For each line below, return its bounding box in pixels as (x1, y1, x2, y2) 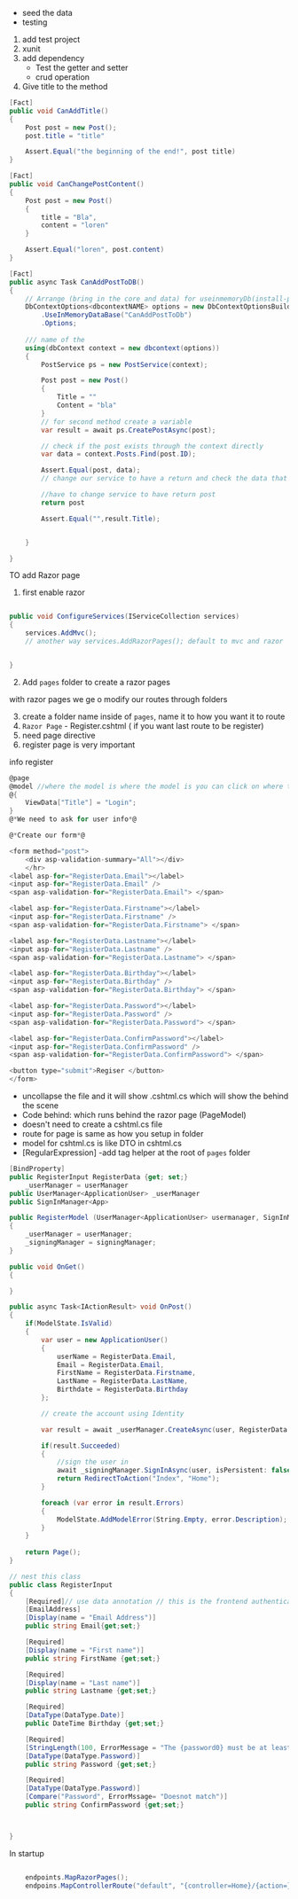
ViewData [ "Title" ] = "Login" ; (25, 798, 137, 808)
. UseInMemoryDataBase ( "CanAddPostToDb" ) (41, 310, 192, 320)
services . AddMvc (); (25, 629, 98, 637)
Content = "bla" (56, 401, 117, 410)
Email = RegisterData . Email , (56, 1360, 165, 1369)
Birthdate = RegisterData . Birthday (56, 1385, 189, 1395)
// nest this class (9, 1572, 82, 1581)
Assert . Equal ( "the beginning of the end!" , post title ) (25, 147, 237, 156)
